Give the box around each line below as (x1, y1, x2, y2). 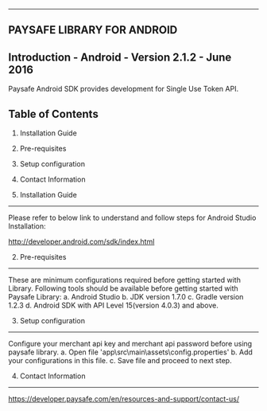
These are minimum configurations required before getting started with (8, 276, 241, 285)
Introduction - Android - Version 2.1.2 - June (8, 50, 232, 64)
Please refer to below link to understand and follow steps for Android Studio (8, 213, 257, 223)
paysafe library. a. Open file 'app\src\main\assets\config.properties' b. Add (8, 347, 253, 357)
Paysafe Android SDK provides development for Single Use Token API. (8, 84, 239, 94)
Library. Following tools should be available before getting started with (8, 284, 238, 293)
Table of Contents (8, 107, 99, 120)
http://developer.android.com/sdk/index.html (8, 237, 155, 247)
